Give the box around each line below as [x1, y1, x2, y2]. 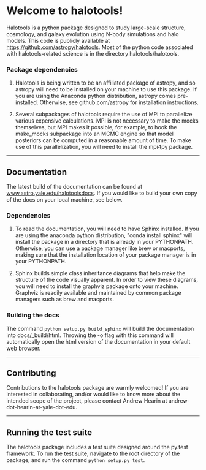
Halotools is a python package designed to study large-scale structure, [6, 24, 186, 31]
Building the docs [6, 311, 59, 319]
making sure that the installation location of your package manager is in [15, 251, 196, 259]
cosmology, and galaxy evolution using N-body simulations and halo [6, 30, 179, 37]
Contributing [6, 368, 56, 379]
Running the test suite [6, 427, 93, 438]
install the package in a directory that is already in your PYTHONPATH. [15, 238, 194, 246]
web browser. [6, 344, 41, 352]
